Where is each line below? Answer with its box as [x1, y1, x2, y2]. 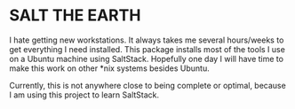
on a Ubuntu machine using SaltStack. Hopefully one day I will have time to [9, 53, 284, 64]
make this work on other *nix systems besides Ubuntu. [9, 63, 211, 74]
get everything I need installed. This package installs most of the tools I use [9, 43, 286, 54]
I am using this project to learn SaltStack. [9, 90, 160, 100]
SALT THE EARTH [9, 5, 141, 26]
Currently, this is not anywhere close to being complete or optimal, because [9, 80, 286, 90]
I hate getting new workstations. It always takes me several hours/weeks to [9, 35, 284, 45]
